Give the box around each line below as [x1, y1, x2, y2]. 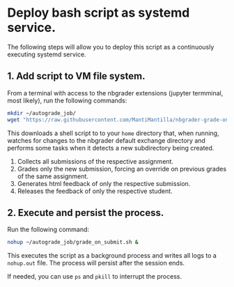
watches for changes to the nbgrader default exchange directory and [7, 136, 205, 144]
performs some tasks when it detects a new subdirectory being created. [7, 143, 214, 152]
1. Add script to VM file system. [7, 70, 146, 82]
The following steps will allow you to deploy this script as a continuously [7, 42, 214, 51]
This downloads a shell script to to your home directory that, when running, [7, 129, 219, 137]
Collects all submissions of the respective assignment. [17, 157, 174, 165]
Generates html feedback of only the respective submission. [17, 179, 191, 187]
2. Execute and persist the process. [7, 207, 164, 219]
